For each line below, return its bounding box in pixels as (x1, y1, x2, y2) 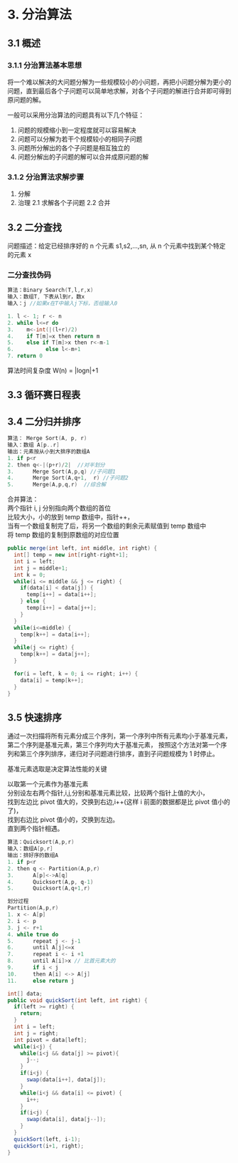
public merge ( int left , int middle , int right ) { (7, 545, 158, 552)
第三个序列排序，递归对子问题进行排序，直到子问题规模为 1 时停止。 (19, 749, 219, 758)
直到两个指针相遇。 (7, 824, 64, 833)
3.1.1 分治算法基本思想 (7, 60, 82, 70)
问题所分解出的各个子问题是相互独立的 (17, 143, 130, 152)
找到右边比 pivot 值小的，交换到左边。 (7, 815, 119, 824)
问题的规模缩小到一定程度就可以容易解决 (17, 125, 136, 134)
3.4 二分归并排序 (7, 415, 82, 427)
